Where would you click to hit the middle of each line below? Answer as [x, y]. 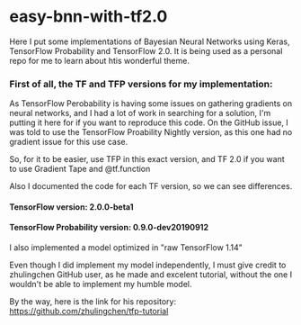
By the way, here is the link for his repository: [93, 302]
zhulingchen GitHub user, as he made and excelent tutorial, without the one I [151, 275]
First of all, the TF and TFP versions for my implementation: [141, 84]
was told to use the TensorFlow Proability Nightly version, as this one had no [151, 132]
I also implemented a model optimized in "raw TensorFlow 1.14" [126, 248]
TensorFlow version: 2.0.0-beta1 [71, 207]
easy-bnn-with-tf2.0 [89, 17]
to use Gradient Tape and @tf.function [80, 169]
